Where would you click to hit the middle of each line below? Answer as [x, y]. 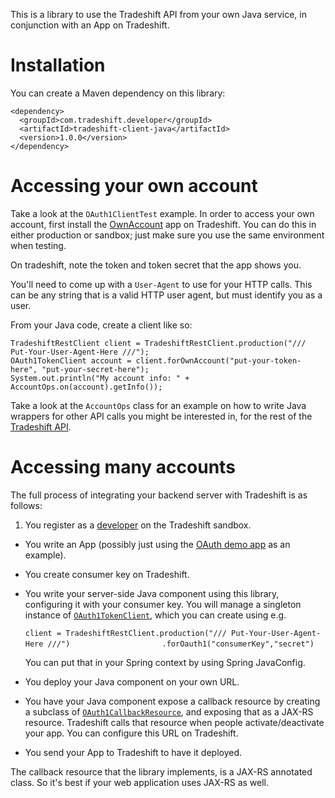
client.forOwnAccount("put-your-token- [218, 360]
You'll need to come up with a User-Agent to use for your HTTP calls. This [161, 284]
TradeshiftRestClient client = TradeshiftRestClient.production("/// [158, 343]
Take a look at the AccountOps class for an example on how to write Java [158, 405]
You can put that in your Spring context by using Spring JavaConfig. [165, 662]
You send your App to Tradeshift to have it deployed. [133, 752]
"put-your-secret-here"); [95, 369]
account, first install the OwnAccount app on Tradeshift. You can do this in [163, 224]
